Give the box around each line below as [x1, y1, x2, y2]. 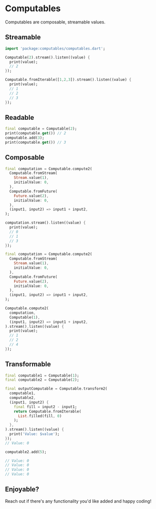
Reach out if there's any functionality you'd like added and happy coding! [5, 498, 152, 504]
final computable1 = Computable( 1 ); [5, 373, 79, 378]
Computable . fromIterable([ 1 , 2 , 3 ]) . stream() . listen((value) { [5, 77, 132, 82]
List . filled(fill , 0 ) [17, 414, 62, 418]
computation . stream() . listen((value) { [5, 220, 86, 226]
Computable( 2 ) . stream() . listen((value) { [5, 55, 90, 60]
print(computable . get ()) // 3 [5, 140, 67, 145]
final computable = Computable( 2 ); [5, 126, 77, 132]
